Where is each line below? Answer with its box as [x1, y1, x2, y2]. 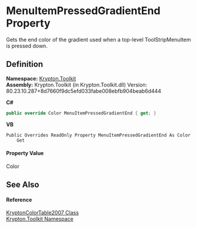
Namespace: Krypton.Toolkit [6, 75, 76, 82]
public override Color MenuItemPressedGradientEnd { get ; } [6, 110, 157, 116]
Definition [6, 59, 43, 69]
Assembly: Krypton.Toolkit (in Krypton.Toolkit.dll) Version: [6, 81, 148, 88]
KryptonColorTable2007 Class [6, 209, 79, 216]
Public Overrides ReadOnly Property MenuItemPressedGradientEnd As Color [6, 132, 191, 138]
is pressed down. [6, 42, 48, 49]
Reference [6, 196, 32, 203]
